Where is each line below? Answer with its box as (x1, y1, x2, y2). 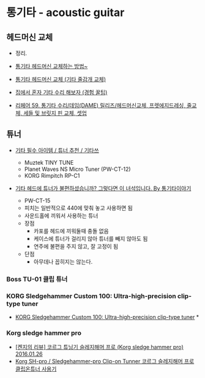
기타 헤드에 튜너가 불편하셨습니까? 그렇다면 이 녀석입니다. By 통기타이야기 (15, 184, 192, 192)
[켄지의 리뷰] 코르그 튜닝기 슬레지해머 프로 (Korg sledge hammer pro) (15, 344, 184, 351)
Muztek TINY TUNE (24, 159, 74, 166)
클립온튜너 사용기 (15, 365, 57, 372)
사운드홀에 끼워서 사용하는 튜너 (24, 211, 99, 219)
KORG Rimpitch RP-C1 (24, 171, 80, 179)
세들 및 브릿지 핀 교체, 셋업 (23, 109, 88, 117)
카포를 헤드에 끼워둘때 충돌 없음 (33, 227, 109, 234)
